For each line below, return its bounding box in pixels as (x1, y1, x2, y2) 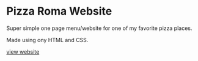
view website (6, 48, 40, 56)
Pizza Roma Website (6, 4, 112, 18)
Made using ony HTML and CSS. (6, 36, 89, 43)
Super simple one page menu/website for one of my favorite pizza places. (6, 24, 193, 32)
